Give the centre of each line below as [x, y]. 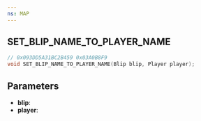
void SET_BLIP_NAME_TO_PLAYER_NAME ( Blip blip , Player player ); [101, 64]
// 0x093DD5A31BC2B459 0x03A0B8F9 [58, 58]
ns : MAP [18, 14]
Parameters [33, 86]
